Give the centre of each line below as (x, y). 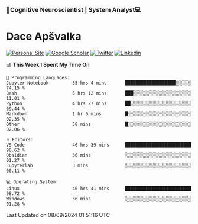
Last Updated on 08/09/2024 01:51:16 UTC (58, 215)
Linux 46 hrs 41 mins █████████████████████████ (99, 189)
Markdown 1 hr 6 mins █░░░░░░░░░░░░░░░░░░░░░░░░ (99, 114)
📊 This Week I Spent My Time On (48, 64)
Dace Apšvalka (44, 36)
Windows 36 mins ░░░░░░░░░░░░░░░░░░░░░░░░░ (99, 199)
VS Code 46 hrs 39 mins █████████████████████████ (99, 145)
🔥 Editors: (20, 139)
